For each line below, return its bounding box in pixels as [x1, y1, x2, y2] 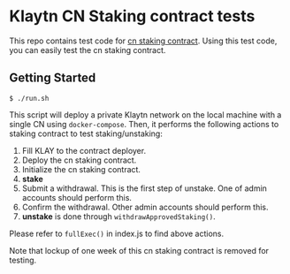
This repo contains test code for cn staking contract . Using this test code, [9, 35, 278, 46]
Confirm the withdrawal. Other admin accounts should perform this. [21, 202, 269, 212]
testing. [9, 255, 37, 265]
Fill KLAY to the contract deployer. [21, 145, 147, 156]
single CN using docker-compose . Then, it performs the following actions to [9, 118, 279, 129]
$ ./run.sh [9, 94, 50, 103]
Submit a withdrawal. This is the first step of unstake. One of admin [21, 183, 268, 194]
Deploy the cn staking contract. [21, 155, 137, 165]
